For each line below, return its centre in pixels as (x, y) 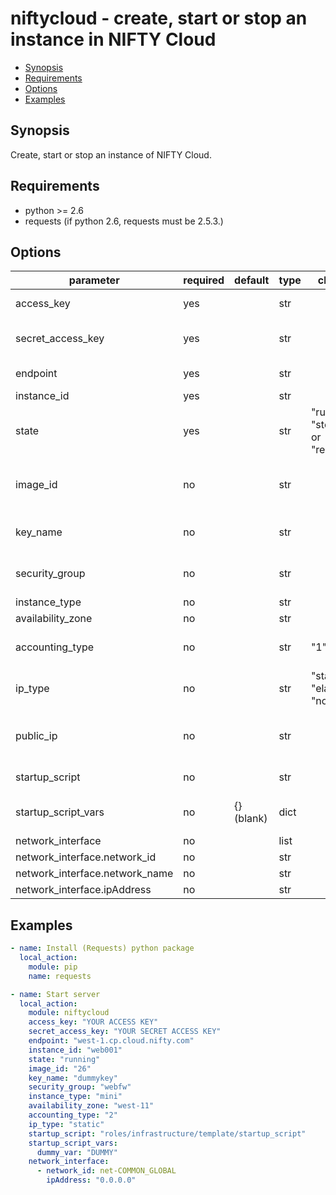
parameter (94, 280)
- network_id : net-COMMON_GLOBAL (106, 1171)
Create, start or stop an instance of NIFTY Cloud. (111, 154)
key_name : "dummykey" (73, 1078)
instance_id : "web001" (75, 1050)
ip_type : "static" (66, 1124)
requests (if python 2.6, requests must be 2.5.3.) (124, 221)
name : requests (60, 976)
